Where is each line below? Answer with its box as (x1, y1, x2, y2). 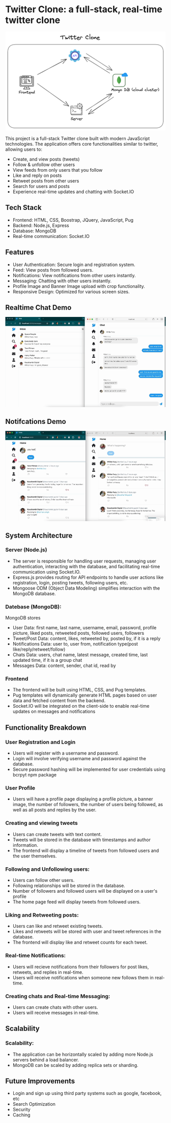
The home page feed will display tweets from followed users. (12, 898, 141, 905)
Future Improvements (5, 1077, 75, 1085)
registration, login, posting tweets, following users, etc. (12, 579, 128, 585)
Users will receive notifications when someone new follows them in (12, 974, 154, 980)
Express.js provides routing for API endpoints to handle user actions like (12, 574, 164, 580)
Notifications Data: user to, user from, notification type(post (12, 641, 138, 647)
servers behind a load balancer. (12, 1056, 79, 1063)
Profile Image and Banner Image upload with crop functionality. (12, 283, 145, 289)
